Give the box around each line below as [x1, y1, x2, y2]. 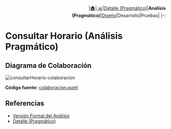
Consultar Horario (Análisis [5, 30, 123, 42]
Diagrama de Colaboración [5, 61, 92, 70]
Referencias [5, 99, 45, 108]
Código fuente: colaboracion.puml [5, 84, 78, 90]
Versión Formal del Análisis [12, 112, 70, 119]
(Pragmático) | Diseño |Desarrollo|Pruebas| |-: [72, 13, 166, 18]
